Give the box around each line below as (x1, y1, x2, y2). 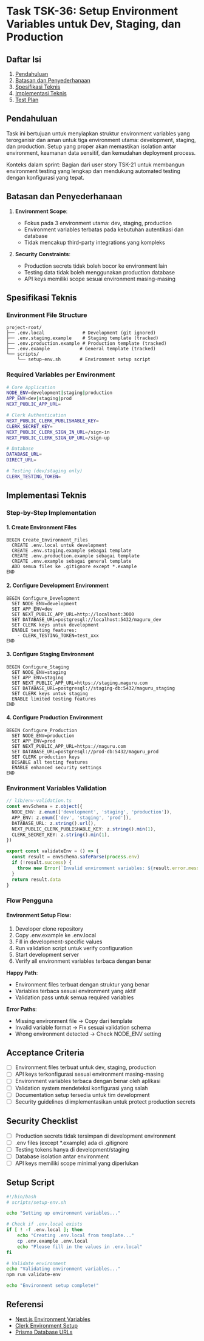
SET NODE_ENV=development (12, 600, 78, 606)
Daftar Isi (6, 54, 41, 64)
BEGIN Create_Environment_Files (6, 537, 88, 543)
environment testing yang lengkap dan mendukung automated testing (6, 167, 181, 174)
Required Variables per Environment (6, 370, 115, 379)
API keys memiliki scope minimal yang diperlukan (15, 1159, 138, 1167)
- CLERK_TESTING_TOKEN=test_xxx (17, 633, 99, 639)
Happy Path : (6, 969, 38, 976)
